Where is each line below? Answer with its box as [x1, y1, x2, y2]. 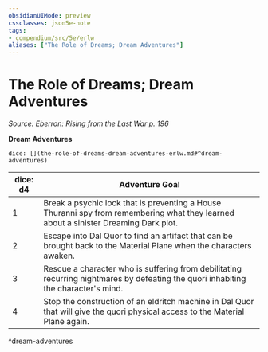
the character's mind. [43, 284, 124, 295]
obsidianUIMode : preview [8, 11, 91, 20]
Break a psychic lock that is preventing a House [43, 198, 222, 209]
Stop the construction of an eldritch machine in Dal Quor [43, 296, 254, 307]
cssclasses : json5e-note [8, 19, 91, 27]
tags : [8, 26, 26, 34]
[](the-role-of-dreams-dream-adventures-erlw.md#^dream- [29, 150, 223, 158]
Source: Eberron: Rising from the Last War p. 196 [8, 119, 169, 128]
